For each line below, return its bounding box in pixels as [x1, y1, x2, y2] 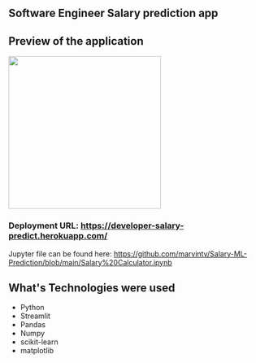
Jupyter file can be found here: [8, 248, 112, 259]
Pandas [20, 320, 46, 330]
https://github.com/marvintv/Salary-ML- [113, 248, 248, 259]
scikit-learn [20, 337, 59, 347]
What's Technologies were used [8, 281, 176, 295]
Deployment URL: [8, 220, 80, 231]
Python [20, 303, 45, 313]
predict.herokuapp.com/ [8, 230, 108, 242]
